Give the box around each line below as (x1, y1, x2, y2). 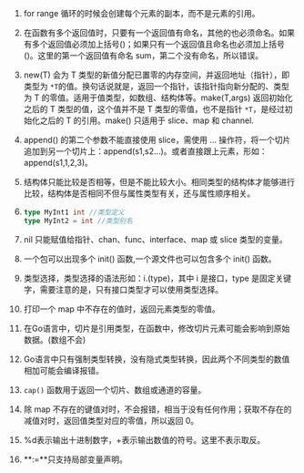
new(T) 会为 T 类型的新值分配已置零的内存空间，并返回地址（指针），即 (23, 69, 290, 80)
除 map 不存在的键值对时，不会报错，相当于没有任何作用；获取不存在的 (23, 404, 292, 415)
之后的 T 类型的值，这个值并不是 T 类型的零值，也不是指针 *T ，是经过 (23, 104, 285, 114)
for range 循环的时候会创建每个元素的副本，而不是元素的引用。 (23, 8, 260, 18)
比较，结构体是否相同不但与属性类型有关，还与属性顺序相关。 (23, 188, 256, 199)
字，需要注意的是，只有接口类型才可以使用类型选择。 (23, 283, 224, 294)
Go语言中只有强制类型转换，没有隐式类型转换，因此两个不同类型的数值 (23, 354, 290, 365)
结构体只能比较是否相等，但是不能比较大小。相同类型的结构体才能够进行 (23, 177, 295, 187)
